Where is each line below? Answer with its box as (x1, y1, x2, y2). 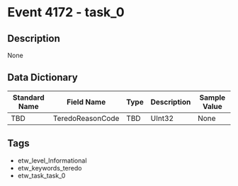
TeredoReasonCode (52, 113, 120, 123)
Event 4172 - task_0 (7, 4, 125, 21)
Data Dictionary (7, 71, 78, 83)
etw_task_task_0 (17, 171, 66, 180)
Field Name (67, 97, 106, 107)
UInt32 (150, 113, 174, 123)
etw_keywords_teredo (17, 163, 82, 172)
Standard (12, 93, 45, 103)
